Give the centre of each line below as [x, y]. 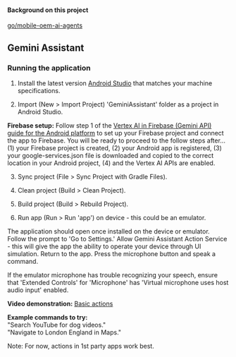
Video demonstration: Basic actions [60, 303]
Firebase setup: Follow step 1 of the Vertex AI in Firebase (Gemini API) [110, 125]
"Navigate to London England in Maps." [64, 332]
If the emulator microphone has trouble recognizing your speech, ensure [113, 274]
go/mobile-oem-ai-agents [45, 25]
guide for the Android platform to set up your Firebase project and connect [116, 133]
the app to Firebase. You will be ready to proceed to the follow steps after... [116, 140]
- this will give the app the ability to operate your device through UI [104, 246]
